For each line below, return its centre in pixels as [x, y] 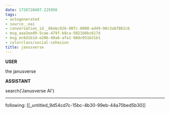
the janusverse [21, 71]
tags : [11, 15]
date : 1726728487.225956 [31, 10]
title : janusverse [25, 47]
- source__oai [20, 24]
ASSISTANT [18, 81]
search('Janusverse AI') [30, 90]
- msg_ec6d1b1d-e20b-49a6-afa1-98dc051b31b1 [53, 38]
